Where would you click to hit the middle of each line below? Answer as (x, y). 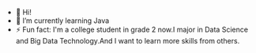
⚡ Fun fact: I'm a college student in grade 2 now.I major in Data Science (132, 29)
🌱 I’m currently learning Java (62, 21)
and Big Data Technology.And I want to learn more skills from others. (128, 41)
